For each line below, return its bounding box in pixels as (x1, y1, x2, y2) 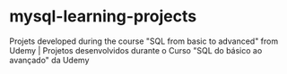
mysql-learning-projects (9, 6, 197, 27)
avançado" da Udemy (9, 54, 90, 65)
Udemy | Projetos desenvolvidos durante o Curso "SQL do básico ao (9, 45, 263, 55)
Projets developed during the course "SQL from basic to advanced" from (9, 36, 279, 46)
